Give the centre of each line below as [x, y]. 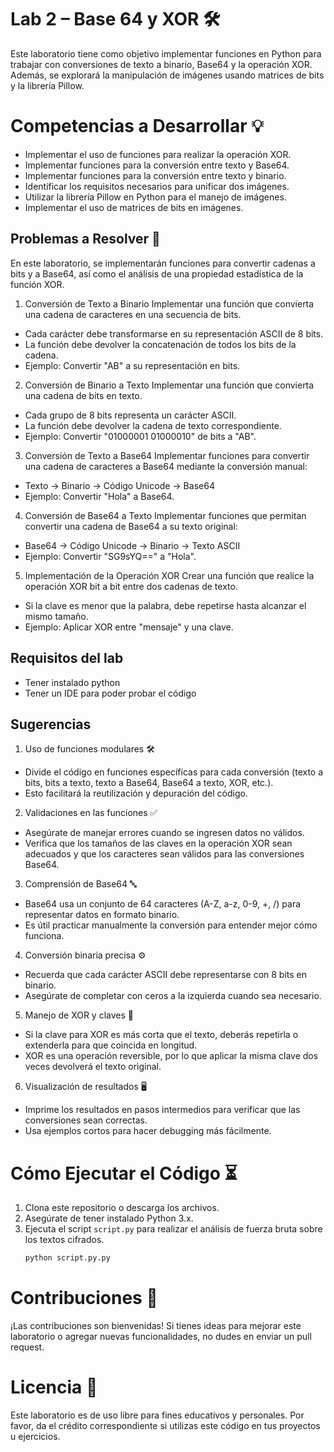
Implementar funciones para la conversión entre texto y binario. [155, 175]
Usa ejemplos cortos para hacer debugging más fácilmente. [148, 1131]
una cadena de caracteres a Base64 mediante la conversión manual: [166, 466]
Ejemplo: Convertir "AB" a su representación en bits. [132, 365]
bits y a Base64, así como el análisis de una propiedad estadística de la [157, 273]
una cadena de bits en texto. [83, 395]
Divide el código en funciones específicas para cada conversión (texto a [174, 772]
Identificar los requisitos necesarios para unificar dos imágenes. [157, 186]
